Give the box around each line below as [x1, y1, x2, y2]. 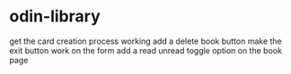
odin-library [9, 6, 101, 27]
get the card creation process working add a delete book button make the [9, 36, 283, 46]
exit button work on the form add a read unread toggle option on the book [9, 45, 283, 55]
